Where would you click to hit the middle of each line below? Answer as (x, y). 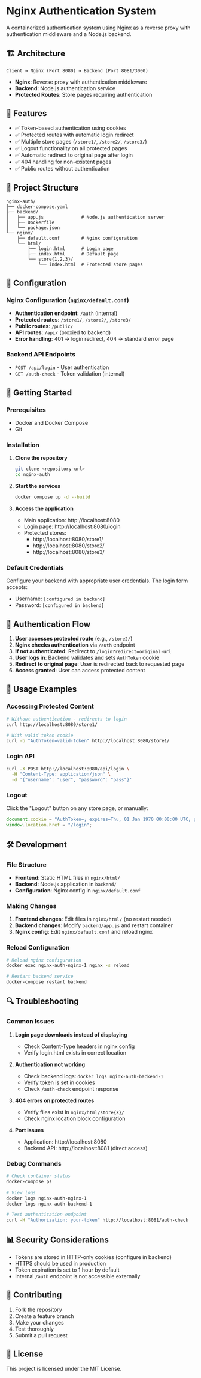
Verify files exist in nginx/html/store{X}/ (74, 1112)
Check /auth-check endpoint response (71, 1088)
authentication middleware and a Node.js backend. (69, 34)
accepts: (17, 587)
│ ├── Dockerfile (31, 223)
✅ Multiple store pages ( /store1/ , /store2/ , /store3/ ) (81, 141)
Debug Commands (34, 1163)
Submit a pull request (41, 1335)
